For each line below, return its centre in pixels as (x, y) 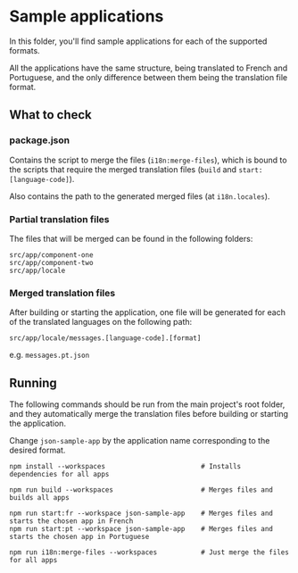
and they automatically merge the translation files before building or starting (149, 414)
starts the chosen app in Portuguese (79, 537)
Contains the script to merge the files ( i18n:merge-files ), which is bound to (148, 160)
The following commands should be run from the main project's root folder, (147, 404)
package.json (39, 140)
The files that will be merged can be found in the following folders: (131, 238)
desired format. (37, 450)
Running (33, 382)
